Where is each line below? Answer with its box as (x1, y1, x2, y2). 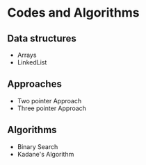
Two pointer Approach (17, 96, 82, 105)
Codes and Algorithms (7, 5, 140, 21)
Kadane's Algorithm (17, 150, 74, 158)
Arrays (17, 51, 37, 59)
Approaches (7, 78, 63, 90)
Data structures (7, 33, 76, 44)
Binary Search (17, 142, 58, 150)
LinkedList (17, 58, 47, 67)
